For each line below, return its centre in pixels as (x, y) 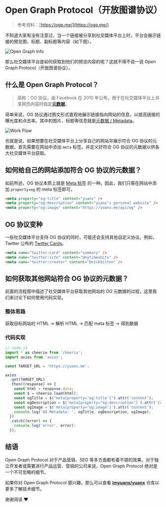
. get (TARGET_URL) (27, 380)
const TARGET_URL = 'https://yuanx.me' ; (47, 366)
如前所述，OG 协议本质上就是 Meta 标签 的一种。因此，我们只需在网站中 (79, 183)
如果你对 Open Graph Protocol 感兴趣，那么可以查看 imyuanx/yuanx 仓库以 (82, 482)
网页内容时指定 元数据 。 (45, 104)
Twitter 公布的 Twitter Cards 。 (36, 243)
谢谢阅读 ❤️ (17, 499)
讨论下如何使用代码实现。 (40, 298)
